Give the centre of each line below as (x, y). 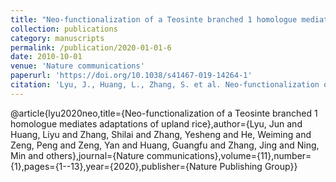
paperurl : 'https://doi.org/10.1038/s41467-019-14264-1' (131, 76)
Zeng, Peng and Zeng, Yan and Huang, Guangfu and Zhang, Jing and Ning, (165, 145)
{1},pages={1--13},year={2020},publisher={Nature (114, 166)
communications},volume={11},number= (229, 155)
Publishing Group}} (258, 166)
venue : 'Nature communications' (77, 66)
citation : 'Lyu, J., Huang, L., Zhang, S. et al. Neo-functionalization (165, 85)
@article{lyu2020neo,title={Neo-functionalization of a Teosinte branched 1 (164, 113)
